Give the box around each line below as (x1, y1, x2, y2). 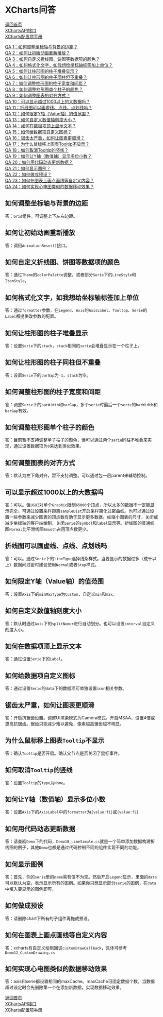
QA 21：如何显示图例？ (5, 165, 51, 171)
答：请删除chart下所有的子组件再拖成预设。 (5, 915, 92, 921)
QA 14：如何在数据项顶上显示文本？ (5, 122, 77, 129)
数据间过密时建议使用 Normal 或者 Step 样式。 (13, 562, 99, 568)
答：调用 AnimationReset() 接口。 (5, 242, 70, 248)
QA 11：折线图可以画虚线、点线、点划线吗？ (5, 104, 93, 110)
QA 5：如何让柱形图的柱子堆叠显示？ (5, 68, 79, 74)
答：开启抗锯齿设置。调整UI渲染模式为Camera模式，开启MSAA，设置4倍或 (5, 715, 155, 721)
